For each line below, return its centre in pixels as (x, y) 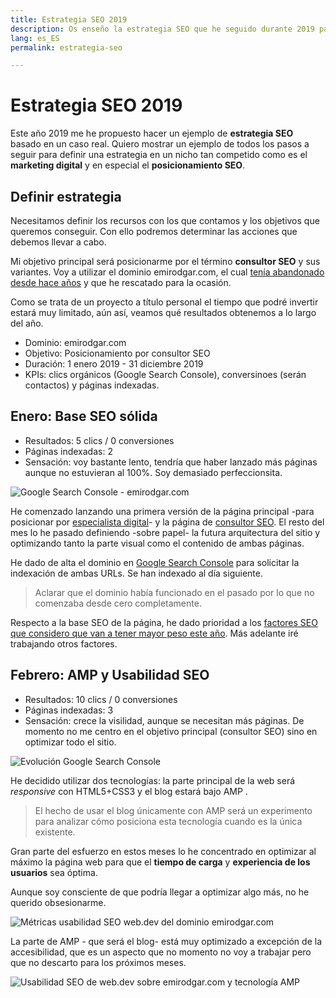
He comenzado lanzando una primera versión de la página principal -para (162, 511)
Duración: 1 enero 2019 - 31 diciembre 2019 (114, 364)
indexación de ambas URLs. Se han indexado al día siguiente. (136, 573)
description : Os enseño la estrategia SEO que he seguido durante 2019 (162, 29)
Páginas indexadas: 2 (68, 451)
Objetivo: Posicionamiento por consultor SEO (117, 353)
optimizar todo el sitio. (70, 742)
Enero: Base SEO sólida (84, 416)
